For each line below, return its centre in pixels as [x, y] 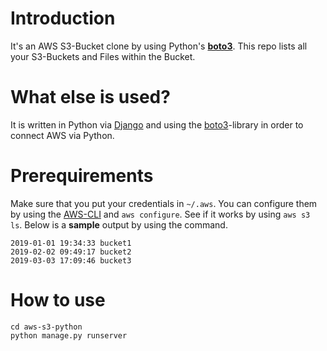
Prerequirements [82, 176]
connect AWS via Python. [62, 135]
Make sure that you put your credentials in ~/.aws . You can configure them [164, 203]
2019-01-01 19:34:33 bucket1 [71, 243]
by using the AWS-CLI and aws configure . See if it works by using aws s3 [160, 214]
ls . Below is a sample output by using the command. [119, 224]
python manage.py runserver [69, 335]
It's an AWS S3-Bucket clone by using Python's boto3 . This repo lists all [159, 46]
